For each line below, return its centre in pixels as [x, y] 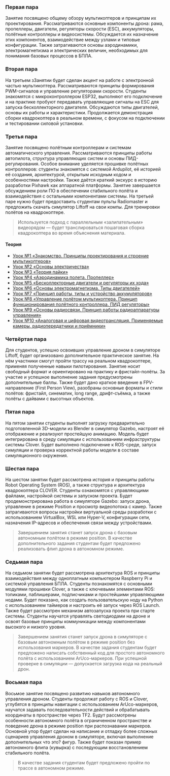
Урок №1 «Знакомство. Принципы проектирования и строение [81, 256]
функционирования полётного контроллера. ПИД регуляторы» [81, 304]
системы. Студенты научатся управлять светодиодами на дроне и [78, 616]
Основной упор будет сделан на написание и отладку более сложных [81, 731]
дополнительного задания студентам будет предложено [79, 543]
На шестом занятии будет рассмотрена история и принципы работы [80, 479]
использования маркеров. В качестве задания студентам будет [87, 648]
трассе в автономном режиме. [51, 768]
